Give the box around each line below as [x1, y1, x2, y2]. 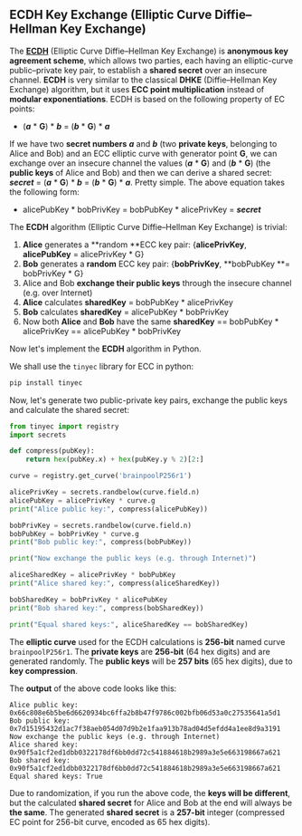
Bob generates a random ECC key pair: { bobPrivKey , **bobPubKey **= [22, 258, 291, 269]
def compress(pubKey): [9, 447, 95, 456]
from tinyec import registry [9, 421, 119, 431]
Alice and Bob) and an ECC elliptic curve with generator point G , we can [9, 148, 278, 159]
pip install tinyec [9, 378, 83, 388]
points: [9, 103, 35, 114]
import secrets [9, 430, 67, 439]
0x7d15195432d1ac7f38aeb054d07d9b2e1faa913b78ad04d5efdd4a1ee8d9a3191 [9, 724, 281, 733]
